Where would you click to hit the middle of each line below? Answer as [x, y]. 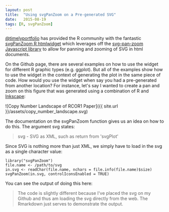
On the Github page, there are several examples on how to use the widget [82, 64]
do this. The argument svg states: [40, 127]
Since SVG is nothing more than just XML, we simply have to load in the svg [84, 146]
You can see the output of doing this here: [49, 183]
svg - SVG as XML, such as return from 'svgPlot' [68, 136]
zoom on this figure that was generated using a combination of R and [77, 91]
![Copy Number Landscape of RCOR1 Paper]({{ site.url [62, 106]
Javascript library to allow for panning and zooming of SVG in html [74, 49]
